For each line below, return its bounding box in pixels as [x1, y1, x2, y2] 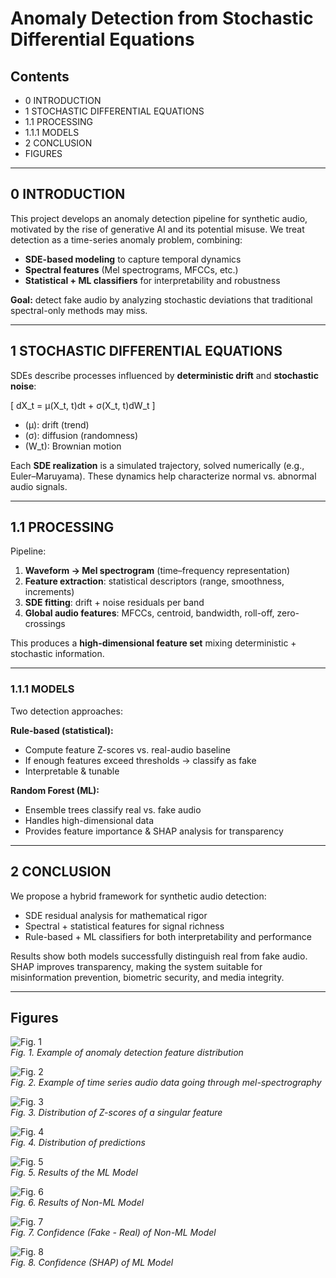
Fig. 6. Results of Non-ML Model [10, 1197, 145, 1209]
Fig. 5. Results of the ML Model [10, 1167, 139, 1179]
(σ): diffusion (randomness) [24, 429, 139, 441]
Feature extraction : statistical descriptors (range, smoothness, [24, 575, 285, 587]
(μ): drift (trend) [24, 418, 90, 431]
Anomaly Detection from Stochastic [10, 7, 314, 30]
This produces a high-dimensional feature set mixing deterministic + [10, 637, 297, 649]
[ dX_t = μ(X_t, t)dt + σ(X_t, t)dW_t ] [10, 399, 156, 411]
